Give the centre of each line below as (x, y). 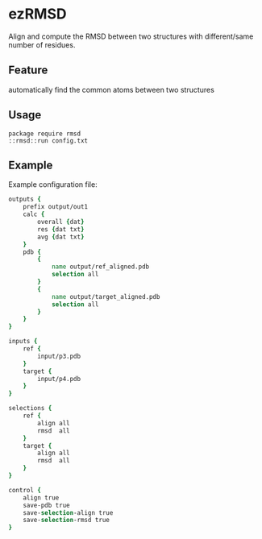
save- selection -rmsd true (67, 520)
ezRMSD (37, 14)
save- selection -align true (68, 512)
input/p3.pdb (59, 356)
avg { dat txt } (61, 237)
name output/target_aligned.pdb (106, 296)
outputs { (25, 199)
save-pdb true (46, 505)
